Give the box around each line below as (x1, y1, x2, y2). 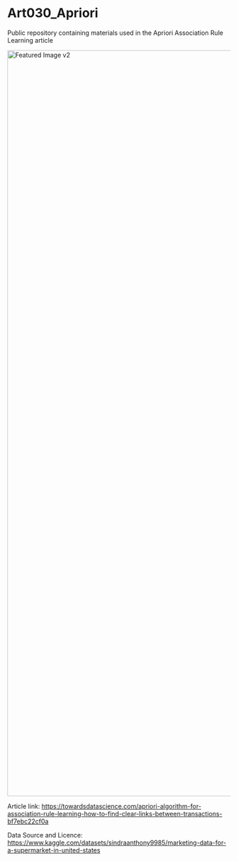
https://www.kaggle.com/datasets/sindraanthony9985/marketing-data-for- (7, 838, 227, 847)
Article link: (7, 801, 40, 811)
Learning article (7, 36, 53, 44)
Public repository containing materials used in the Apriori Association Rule (7, 28, 224, 37)
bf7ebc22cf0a (7, 817, 49, 825)
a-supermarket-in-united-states (7, 845, 101, 854)
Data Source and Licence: (7, 830, 83, 839)
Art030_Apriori (7, 5, 98, 21)
